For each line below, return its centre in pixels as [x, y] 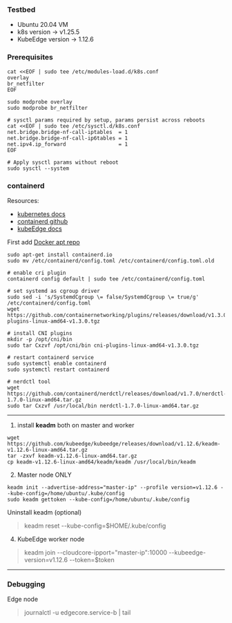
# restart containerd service [51, 357]
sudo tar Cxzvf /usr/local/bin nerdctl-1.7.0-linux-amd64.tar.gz [103, 405]
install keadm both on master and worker [76, 425]
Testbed [21, 10]
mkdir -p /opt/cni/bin [40, 339]
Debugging [26, 584]
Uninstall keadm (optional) [45, 512]
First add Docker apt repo [44, 242]
